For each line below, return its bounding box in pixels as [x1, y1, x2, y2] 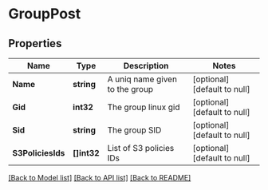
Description [123, 61, 169, 71]
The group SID [107, 125, 162, 136]
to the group [107, 84, 154, 94]
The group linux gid [107, 101, 180, 113]
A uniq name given [107, 73, 178, 85]
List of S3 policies [107, 143, 175, 153]
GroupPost [8, 5, 81, 23]
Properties [8, 37, 62, 50]
